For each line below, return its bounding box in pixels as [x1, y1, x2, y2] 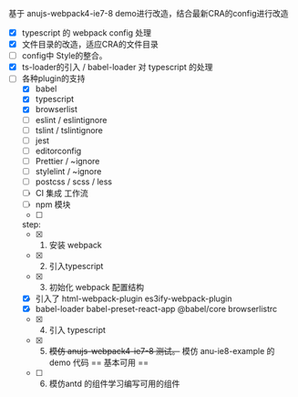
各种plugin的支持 [21, 73, 86, 84]
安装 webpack [48, 240, 102, 251]
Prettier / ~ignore [35, 155, 100, 166]
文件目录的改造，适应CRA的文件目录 [21, 39, 159, 50]
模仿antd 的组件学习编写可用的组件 [48, 378, 180, 390]
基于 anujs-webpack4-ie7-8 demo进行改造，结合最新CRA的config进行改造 [8, 8, 289, 18]
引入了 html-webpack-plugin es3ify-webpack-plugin [35, 293, 232, 304]
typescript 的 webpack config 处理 [21, 27, 152, 38]
